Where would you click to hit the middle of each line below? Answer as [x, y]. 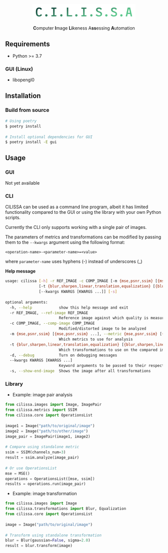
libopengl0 [23, 80]
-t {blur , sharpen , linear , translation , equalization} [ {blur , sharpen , [82, 344]
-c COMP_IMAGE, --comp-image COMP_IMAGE [52, 323]
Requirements [27, 44]
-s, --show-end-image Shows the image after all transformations [80, 371]
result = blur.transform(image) [39, 546]
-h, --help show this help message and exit [69, 308]
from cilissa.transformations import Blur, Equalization [66, 509]
